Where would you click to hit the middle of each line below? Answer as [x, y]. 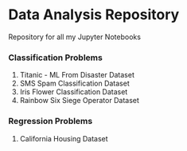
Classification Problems [56, 58]
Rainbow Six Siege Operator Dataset [79, 101]
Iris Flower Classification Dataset [74, 92]
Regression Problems [51, 121]
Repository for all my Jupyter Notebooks [75, 37]
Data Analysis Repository [94, 15]
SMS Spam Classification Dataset [74, 83]
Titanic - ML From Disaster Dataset [77, 75]
